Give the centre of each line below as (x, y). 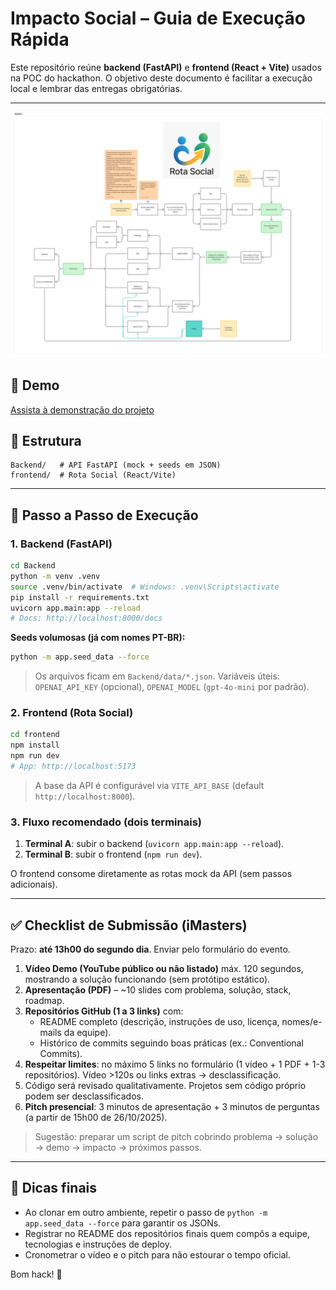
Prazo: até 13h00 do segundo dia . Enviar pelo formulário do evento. (150, 949)
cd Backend (33, 566)
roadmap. (44, 1001)
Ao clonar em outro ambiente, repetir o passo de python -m (146, 1212)
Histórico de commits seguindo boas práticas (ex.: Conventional (171, 1043)
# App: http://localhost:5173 (73, 767)
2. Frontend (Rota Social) (72, 713)
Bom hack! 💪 (36, 1274)
